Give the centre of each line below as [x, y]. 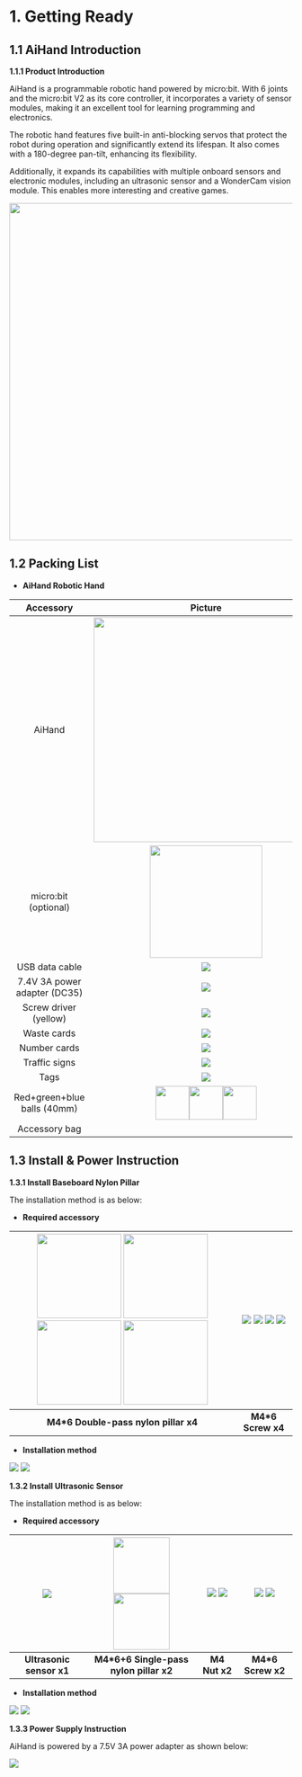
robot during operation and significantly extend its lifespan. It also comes [145, 144]
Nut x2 [217, 1670]
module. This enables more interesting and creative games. [119, 190]
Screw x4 [264, 1427]
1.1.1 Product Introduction [57, 71]
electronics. [31, 117]
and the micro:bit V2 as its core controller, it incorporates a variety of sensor [151, 98]
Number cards [49, 1048]
